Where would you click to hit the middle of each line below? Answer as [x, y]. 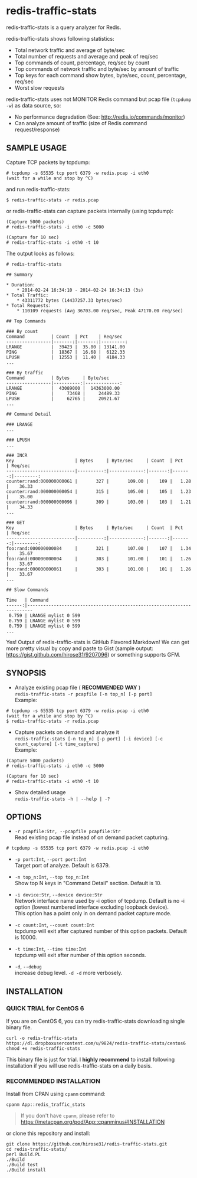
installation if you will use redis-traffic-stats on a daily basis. [79, 1066]
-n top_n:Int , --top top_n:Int [52, 877]
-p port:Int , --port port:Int [50, 859]
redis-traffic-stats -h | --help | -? [62, 799]
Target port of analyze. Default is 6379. [62, 866]
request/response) [37, 129]
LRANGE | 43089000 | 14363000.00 [63, 388]
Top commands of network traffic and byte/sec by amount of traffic [97, 68]
